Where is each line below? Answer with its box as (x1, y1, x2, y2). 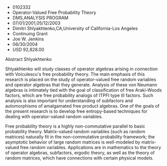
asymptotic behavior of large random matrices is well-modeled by (5, 139, 141, 145)
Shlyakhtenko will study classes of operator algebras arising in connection (5, 66, 158, 72)
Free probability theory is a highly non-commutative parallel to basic (5, 123, 146, 129)
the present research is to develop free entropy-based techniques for (5, 108, 148, 114)
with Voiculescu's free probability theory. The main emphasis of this (5, 71, 145, 77)
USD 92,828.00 (12, 47, 45, 52)
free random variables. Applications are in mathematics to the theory (20, 145, 162, 150)
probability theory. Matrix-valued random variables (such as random (5, 129, 146, 134)
